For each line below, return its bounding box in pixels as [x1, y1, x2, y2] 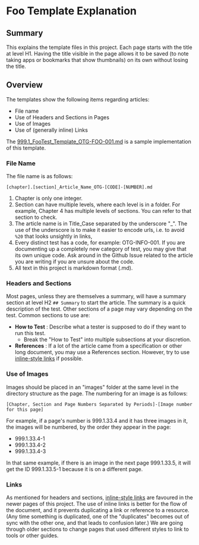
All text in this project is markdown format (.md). [14, 264, 133, 272]
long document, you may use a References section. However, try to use [14, 349, 190, 356]
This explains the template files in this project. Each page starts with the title [6, 44, 192, 51]
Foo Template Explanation [6, 4, 137, 18]
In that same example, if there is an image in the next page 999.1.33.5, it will [6, 459, 191, 466]
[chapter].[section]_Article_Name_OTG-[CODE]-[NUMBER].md [6, 184, 153, 190]
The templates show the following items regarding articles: [6, 95, 150, 103]
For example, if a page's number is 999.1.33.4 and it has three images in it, [6, 417, 188, 424]
